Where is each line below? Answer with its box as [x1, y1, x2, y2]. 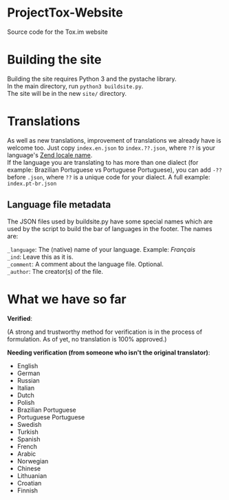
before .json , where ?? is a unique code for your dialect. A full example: [7, 172, 210, 181]
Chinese [17, 464, 41, 472]
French [17, 442, 38, 450]
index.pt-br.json [7, 180, 57, 187]
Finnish [17, 486, 39, 494]
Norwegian [17, 457, 49, 465]
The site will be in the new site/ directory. [7, 89, 127, 97]
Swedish [17, 420, 42, 428]
